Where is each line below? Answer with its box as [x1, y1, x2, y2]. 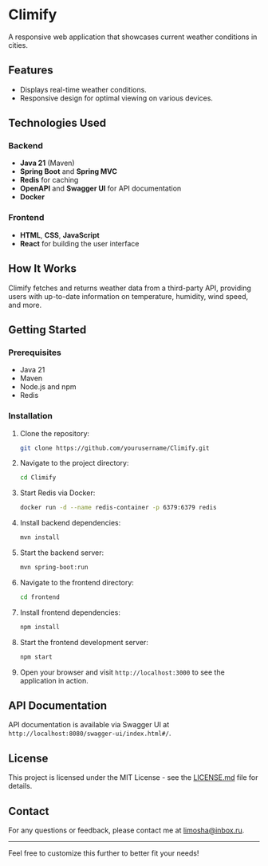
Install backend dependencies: [19, 518, 121, 528]
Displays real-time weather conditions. [19, 85, 148, 94]
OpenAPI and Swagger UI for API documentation [19, 183, 182, 193]
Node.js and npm [19, 382, 77, 392]
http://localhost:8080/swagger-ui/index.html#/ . [8, 728, 171, 738]
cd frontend [19, 592, 60, 601]
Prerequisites [8, 347, 61, 358]
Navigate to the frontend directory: [19, 577, 134, 587]
